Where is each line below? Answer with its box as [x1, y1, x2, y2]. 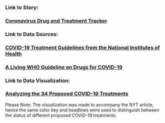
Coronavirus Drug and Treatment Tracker [5, 17, 107, 24]
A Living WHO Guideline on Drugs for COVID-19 [5, 64, 122, 71]
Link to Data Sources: [5, 30, 58, 37]
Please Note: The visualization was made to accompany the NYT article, [5, 102, 154, 108]
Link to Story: [5, 4, 38, 11]
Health [5, 50, 22, 57]
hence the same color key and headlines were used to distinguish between [5, 107, 159, 113]
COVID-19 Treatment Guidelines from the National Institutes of [5, 44, 160, 51]
